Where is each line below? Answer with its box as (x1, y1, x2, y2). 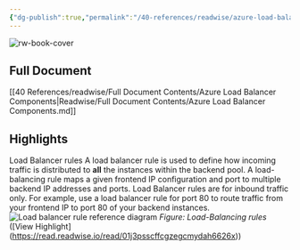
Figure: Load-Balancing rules (159, 212, 267, 222)
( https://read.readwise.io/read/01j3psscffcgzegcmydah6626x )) (9, 230, 242, 241)
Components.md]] (9, 106, 77, 117)
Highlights (9, 131, 69, 147)
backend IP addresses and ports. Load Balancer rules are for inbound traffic (9, 183, 289, 194)
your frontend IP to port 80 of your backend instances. (9, 202, 210, 214)
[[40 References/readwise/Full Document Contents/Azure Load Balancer (9, 86, 277, 98)
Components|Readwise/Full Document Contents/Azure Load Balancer (9, 96, 266, 107)
